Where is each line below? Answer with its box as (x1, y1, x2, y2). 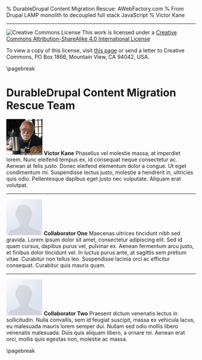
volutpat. (6, 181, 28, 188)
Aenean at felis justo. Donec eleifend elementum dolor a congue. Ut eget (6, 162, 186, 169)
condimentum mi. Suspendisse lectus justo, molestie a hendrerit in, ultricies (6, 169, 194, 176)
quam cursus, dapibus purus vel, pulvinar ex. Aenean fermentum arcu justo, (6, 242, 194, 249)
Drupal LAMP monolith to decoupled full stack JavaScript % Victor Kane (6, 11, 185, 19)
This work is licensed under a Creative (82, 29, 177, 36)
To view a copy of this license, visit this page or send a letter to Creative (6, 47, 185, 54)
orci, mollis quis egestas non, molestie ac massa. (6, 335, 127, 343)
